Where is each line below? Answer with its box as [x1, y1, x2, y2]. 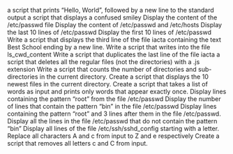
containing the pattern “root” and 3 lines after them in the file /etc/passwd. [7, 109, 221, 118]
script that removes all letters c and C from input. [7, 139, 148, 147]
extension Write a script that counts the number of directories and [7, 66, 197, 73]
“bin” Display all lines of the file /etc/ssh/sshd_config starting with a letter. [7, 125, 220, 132]
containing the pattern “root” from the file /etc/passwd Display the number [7, 95, 221, 103]
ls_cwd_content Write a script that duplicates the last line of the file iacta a [7, 50, 220, 59]
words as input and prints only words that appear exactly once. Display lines [7, 87, 227, 95]
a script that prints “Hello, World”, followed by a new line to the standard [7, 6, 214, 14]
